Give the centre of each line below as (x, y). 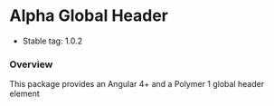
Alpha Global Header (89, 16)
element (24, 94)
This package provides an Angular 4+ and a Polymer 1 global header (137, 84)
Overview (31, 64)
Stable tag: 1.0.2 (52, 41)
